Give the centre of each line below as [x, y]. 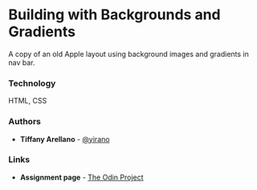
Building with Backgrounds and [114, 15]
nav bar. [22, 63]
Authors [25, 122]
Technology [32, 83]
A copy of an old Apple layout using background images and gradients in [128, 54]
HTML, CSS [28, 101]
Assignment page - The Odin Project [82, 177]
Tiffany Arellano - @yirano [65, 139]
